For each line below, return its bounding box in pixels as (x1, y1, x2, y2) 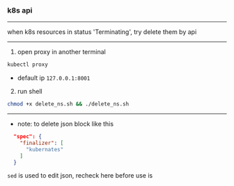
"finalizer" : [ (19, 139, 64, 146)
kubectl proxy (7, 61, 49, 68)
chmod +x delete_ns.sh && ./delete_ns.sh (7, 101, 130, 108)
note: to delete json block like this (17, 120, 114, 128)
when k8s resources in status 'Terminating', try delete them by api (7, 28, 197, 36)
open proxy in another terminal (17, 48, 106, 56)
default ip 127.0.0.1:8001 (17, 74, 91, 82)
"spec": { (13, 133, 42, 140)
